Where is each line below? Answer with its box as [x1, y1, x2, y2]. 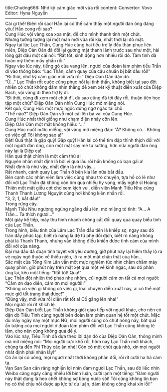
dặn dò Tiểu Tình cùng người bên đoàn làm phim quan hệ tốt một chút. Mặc [5, 312, 161, 318]
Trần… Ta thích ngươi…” [5, 211, 54, 217]
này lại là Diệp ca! [5, 148, 41, 154]
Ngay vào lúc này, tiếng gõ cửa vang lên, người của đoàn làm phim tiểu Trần [5, 63, 161, 69]
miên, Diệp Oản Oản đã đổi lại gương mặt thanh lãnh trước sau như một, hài [5, 47, 160, 53]
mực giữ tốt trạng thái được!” [5, 291, 64, 297]
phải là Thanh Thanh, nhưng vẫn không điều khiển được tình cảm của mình [5, 238, 159, 244]
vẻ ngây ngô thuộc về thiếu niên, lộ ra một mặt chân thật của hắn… [5, 254, 143, 259]
